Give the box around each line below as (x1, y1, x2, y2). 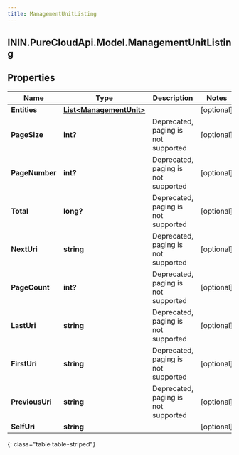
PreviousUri (11, 397, 52, 407)
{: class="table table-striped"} (7, 439, 96, 448)
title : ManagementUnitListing (7, 10, 97, 18)
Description (152, 93, 193, 103)
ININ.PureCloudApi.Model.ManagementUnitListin (7, 37, 232, 49)
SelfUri (11, 422, 36, 432)
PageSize (11, 129, 44, 139)
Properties (7, 72, 55, 84)
